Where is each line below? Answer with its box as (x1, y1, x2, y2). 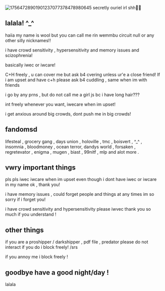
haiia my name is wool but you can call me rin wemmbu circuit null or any (5, 32, 155, 38)
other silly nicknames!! (5, 37, 51, 43)
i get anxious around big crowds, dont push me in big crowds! (5, 111, 131, 116)
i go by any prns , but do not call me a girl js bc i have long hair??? (5, 92, 140, 98)
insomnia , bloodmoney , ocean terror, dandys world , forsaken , (5, 144, 136, 150)
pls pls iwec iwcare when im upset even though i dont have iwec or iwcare (5, 176, 157, 182)
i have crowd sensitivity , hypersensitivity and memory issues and (5, 47, 140, 53)
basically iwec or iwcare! (5, 62, 56, 68)
